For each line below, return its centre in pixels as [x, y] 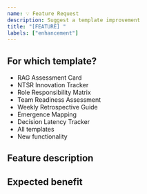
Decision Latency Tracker [53, 122]
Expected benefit [45, 182]
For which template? [52, 61]
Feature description [50, 158]
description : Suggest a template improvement [73, 20]
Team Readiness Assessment [59, 100]
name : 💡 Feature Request [43, 14]
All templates [36, 130]
